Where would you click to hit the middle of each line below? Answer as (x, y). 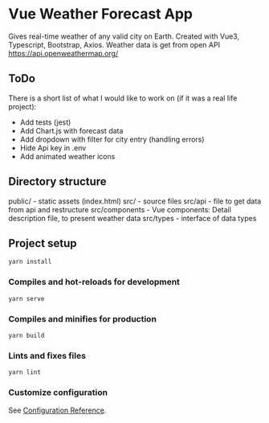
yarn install (30, 262)
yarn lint (25, 372)
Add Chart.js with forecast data (71, 130)
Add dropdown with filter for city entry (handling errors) (112, 139)
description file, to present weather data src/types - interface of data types (132, 218)
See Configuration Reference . (57, 410)
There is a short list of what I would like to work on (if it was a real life (123, 98)
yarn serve (26, 298)
